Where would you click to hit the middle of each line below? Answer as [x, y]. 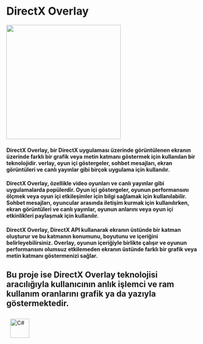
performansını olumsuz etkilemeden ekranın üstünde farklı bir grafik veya [101, 249]
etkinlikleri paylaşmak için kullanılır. [53, 216]
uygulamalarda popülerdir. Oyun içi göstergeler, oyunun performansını [98, 190]
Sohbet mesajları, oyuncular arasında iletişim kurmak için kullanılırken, [98, 203]
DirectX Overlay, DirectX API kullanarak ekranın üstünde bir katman [94, 229]
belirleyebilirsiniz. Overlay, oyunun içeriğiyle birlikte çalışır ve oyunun [97, 243]
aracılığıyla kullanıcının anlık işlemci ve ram [90, 285]
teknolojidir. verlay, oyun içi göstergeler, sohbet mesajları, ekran [89, 163]
